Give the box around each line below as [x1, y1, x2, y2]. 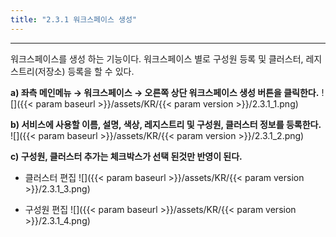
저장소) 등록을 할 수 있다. [37, 65, 135, 77]
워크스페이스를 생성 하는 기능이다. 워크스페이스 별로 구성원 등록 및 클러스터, [10, 52, 304, 65]
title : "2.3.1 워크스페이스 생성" [10, 14, 138, 25]
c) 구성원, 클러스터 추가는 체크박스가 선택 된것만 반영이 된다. [10, 150, 243, 162]
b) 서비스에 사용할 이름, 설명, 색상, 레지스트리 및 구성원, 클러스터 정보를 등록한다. [10, 118, 322, 130]
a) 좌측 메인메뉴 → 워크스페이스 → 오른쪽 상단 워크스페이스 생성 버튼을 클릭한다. [10, 86, 320, 98]
